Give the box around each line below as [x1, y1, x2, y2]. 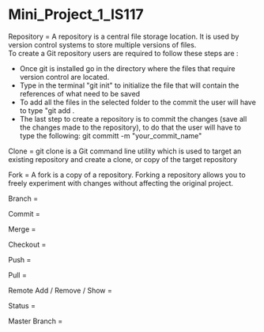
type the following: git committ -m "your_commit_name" [19, 130, 202, 140]
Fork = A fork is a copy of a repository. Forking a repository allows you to [8, 170, 247, 179]
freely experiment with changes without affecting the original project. [8, 178, 234, 187]
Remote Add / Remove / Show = [8, 285, 112, 295]
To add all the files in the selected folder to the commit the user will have [19, 97, 257, 107]
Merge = [8, 224, 36, 234]
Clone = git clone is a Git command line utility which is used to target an [8, 146, 242, 156]
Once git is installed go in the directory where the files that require [19, 63, 236, 73]
